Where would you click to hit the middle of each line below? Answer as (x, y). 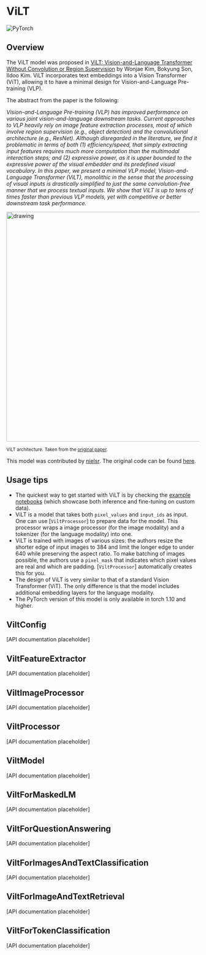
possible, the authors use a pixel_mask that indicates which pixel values (105, 560)
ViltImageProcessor (45, 693)
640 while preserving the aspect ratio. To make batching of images (100, 553)
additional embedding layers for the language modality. (85, 592)
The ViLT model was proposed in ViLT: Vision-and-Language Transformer (100, 62)
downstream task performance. (47, 203)
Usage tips (27, 480)
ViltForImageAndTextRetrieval (66, 896)
